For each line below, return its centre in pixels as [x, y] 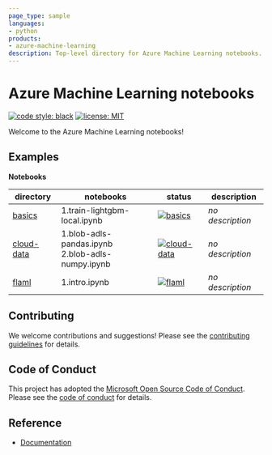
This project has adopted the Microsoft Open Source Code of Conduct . [127, 389]
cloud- [26, 244]
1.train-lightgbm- [96, 210]
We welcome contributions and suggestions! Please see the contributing [129, 335]
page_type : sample [39, 16]
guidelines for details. [45, 344]
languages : [27, 23]
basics [25, 215]
